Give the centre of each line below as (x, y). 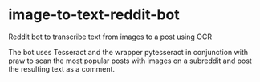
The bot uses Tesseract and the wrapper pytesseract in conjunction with (128, 52)
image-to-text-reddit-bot (94, 15)
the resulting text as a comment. (61, 68)
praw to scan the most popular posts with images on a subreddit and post (130, 61)
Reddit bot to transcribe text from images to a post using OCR (110, 37)
